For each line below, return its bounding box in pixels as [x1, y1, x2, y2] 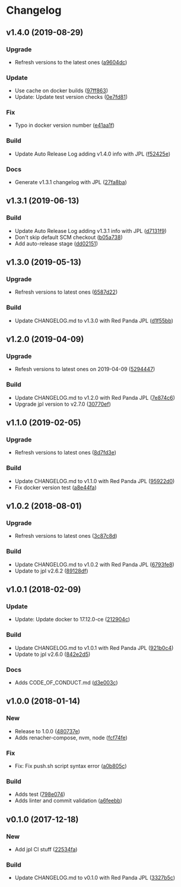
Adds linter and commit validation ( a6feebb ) [14, 797, 123, 804]
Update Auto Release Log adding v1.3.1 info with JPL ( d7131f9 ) [14, 227, 167, 234]
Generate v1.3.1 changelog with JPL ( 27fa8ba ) [14, 179, 128, 186]
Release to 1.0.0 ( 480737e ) [14, 727, 80, 735]
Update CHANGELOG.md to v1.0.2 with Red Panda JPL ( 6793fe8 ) [14, 561, 174, 568]
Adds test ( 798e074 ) [14, 790, 65, 798]
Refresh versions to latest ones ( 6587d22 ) [14, 288, 118, 295]
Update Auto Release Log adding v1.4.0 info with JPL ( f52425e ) [14, 150, 171, 157]
